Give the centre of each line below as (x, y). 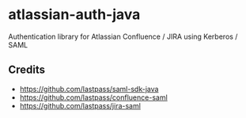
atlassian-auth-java (74, 15)
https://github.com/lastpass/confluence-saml (93, 97)
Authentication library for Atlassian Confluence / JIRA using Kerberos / (123, 36)
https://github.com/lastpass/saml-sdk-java (89, 89)
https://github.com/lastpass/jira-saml (80, 105)
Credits (27, 70)
